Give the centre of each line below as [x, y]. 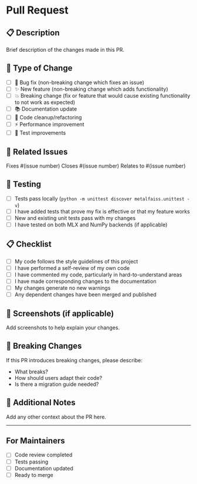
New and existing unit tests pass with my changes [75, 218]
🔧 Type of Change [39, 68]
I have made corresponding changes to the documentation [85, 281]
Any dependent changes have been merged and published [85, 295]
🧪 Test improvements [40, 133]
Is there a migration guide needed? [57, 384]
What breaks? [31, 372]
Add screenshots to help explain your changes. [63, 328]
